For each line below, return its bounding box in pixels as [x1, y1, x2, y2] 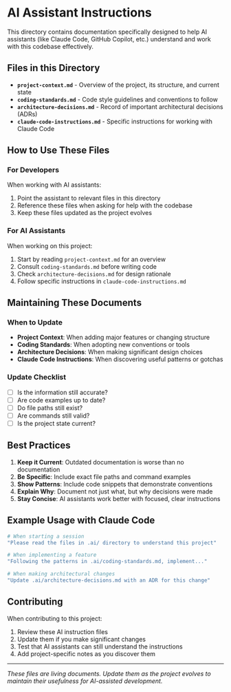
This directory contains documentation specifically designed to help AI [7, 28, 208, 36]
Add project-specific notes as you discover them [16, 649, 156, 658]
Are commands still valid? [16, 411, 90, 420]
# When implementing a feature [7, 551, 97, 559]
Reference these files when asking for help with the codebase [16, 201, 193, 210]
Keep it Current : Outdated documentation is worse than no [16, 458, 184, 466]
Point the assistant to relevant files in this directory [16, 194, 161, 203]
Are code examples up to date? [16, 396, 106, 404]
